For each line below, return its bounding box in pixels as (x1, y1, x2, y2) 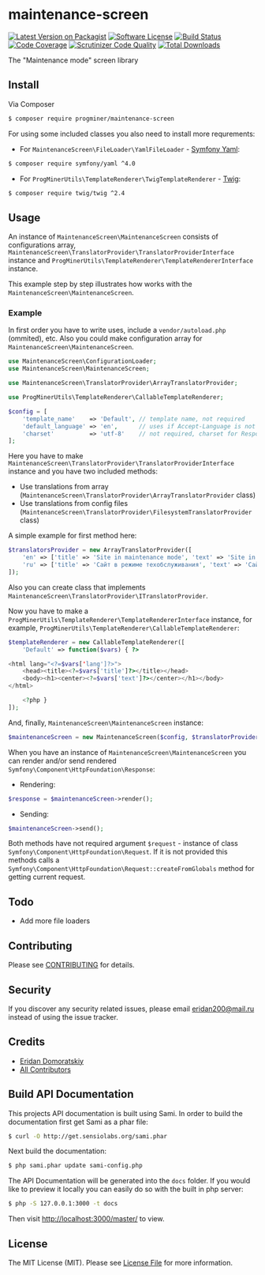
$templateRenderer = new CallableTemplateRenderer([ (8, 638, 185, 646)
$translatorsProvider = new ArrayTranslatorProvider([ (8, 546, 192, 554)
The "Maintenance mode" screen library (8, 55, 139, 65)
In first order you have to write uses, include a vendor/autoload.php (8, 326, 226, 335)
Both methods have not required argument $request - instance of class (8, 839, 238, 848)
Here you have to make (8, 451, 84, 461)
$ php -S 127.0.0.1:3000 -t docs (8, 1200, 118, 1208)
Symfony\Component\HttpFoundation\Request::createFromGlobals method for (8, 864, 255, 873)
